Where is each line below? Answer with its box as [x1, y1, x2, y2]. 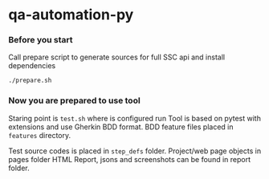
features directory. [8, 130, 71, 140]
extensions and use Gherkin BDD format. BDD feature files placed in [8, 122, 234, 132]
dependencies [8, 61, 56, 71]
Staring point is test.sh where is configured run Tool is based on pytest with [8, 113, 261, 123]
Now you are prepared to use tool [8, 95, 141, 106]
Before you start [8, 35, 73, 46]
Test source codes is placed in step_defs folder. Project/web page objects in [8, 146, 262, 156]
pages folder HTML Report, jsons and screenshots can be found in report [8, 154, 251, 164]
